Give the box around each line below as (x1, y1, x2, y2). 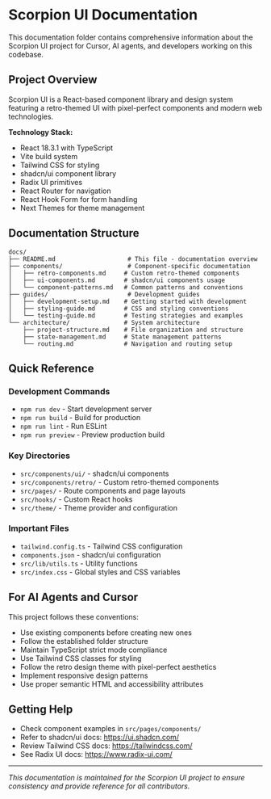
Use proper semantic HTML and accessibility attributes (19, 679, 204, 688)
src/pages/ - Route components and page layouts (19, 486, 186, 495)
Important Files (8, 523, 69, 534)
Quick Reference (8, 361, 94, 375)
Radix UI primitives (19, 177, 83, 187)
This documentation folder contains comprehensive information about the (8, 32, 253, 42)
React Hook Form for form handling (19, 194, 138, 204)
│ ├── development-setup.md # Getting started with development (8, 297, 248, 305)
